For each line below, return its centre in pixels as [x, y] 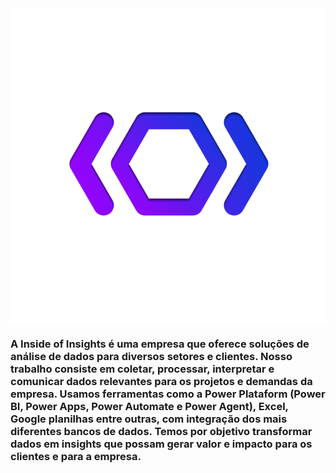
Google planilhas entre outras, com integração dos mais [149, 419]
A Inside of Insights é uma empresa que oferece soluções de [160, 344]
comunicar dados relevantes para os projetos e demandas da [161, 381]
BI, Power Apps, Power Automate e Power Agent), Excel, [149, 406]
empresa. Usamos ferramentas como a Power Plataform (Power [168, 394]
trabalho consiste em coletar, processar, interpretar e [142, 369]
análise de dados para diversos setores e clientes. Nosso [151, 356]
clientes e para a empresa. [76, 456]
